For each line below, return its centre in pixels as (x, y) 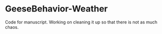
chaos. (12, 27)
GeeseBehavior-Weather (57, 9)
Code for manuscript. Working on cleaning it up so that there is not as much (81, 22)
